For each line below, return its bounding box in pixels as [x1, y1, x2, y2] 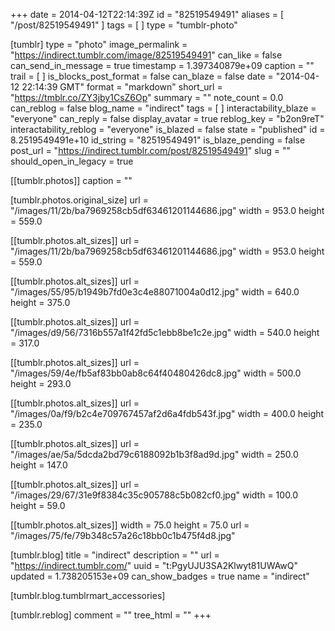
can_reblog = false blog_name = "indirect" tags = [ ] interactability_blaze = [10, 102, 317, 114]
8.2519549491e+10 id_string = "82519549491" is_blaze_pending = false [10, 134, 306, 146]
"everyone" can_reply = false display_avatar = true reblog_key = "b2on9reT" [10, 113, 325, 124]
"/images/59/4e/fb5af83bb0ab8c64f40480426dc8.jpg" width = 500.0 [10, 367, 302, 379]
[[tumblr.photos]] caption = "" [10, 175, 133, 186]
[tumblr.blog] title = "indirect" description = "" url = [10, 549, 220, 561]
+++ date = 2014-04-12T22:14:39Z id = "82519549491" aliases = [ [10, 9, 285, 20]
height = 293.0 [10, 378, 72, 389]
